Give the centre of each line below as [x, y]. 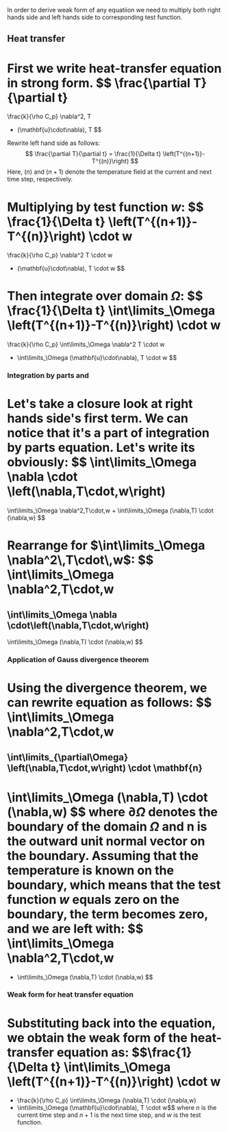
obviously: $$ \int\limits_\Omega [102, 462]
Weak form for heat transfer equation [70, 995]
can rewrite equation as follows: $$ [110, 703]
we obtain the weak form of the [98, 1038]
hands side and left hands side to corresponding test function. [95, 17]
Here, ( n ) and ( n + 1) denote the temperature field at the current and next [110, 172]
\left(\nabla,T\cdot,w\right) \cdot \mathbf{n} [105, 768]
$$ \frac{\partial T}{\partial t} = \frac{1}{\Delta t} [93, 154]
